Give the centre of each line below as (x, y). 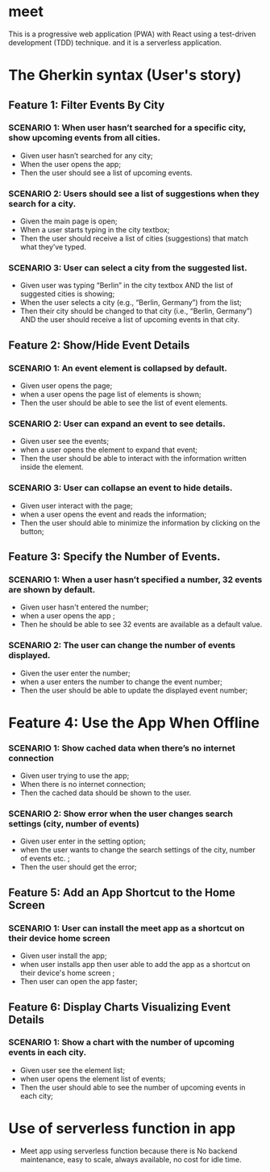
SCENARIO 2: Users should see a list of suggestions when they (134, 194)
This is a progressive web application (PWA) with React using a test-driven (132, 34)
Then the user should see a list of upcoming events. (106, 173)
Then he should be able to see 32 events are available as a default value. (141, 625)
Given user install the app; (63, 956)
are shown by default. (52, 590)
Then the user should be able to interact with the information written (133, 458)
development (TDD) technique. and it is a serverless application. (115, 42)
